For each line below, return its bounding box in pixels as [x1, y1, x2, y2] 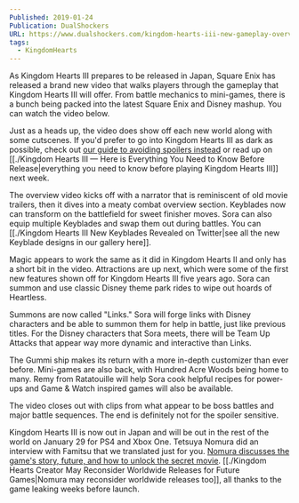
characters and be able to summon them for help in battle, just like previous [9, 319, 287, 330]
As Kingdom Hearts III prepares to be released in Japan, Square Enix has [9, 70, 276, 81]
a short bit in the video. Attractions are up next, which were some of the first [9, 264, 289, 275]
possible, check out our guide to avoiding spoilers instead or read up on [9, 144, 273, 156]
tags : [9, 37, 29, 47]
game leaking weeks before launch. [9, 483, 140, 494]
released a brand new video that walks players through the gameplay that [9, 80, 279, 91]
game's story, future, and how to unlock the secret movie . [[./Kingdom [9, 455, 267, 467]
